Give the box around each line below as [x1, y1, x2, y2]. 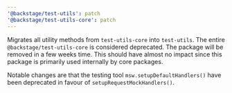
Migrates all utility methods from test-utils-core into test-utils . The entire [7, 35, 225, 43]
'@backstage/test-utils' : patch [7, 10, 100, 17]
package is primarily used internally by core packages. [7, 57, 163, 65]
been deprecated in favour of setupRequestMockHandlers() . [7, 78, 175, 86]
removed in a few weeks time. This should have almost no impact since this [7, 50, 223, 59]
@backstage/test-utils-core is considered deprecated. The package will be [7, 43, 224, 51]
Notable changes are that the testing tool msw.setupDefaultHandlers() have [7, 70, 222, 79]
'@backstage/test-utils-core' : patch [7, 17, 116, 23]
